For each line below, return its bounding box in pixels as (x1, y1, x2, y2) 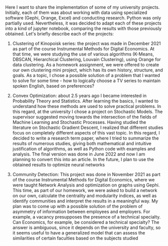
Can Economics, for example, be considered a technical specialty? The (12, 219, 159, 225)
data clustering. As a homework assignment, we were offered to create (12, 62, 159, 67)
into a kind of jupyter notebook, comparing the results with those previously (5, 25, 162, 31)
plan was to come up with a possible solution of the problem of (12, 203, 143, 209)
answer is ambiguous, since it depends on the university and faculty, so (12, 224, 161, 230)
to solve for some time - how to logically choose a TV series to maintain (12, 77, 161, 83)
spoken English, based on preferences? (12, 83, 94, 89)
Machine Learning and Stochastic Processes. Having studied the (12, 119, 146, 125)
